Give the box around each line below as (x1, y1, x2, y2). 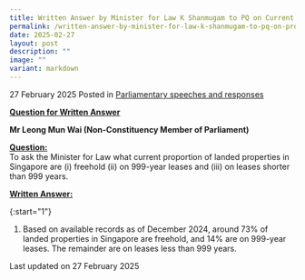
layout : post (9, 38, 59, 48)
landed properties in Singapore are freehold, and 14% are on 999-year (22, 233, 287, 244)
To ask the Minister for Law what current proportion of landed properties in (9, 151, 290, 162)
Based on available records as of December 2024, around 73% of (22, 224, 269, 235)
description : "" (9, 47, 71, 56)
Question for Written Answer (9, 106, 121, 117)
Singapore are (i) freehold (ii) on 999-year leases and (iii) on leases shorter (9, 161, 290, 172)
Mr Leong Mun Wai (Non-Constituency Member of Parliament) (9, 124, 250, 135)
